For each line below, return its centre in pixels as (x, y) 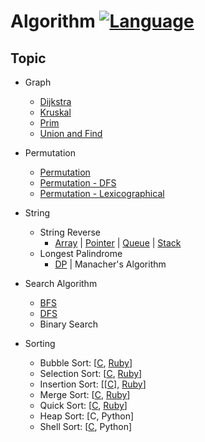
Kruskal (55, 112)
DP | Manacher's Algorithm (110, 264)
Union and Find (71, 133)
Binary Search (69, 324)
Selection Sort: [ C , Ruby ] (91, 373)
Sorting (40, 343)
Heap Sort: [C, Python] (87, 416)
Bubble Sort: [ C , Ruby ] (86, 363)
